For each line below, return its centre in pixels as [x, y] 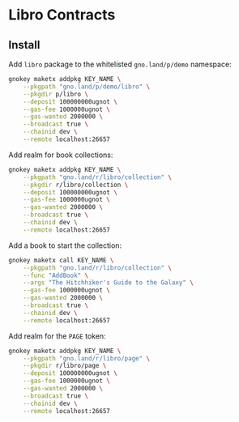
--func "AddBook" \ [56, 275]
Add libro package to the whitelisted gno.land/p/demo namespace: [120, 64]
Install [24, 45]
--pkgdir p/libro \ [56, 94]
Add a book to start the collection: [65, 245]
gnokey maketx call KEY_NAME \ [61, 260]
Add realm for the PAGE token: [58, 336]
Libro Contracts [62, 15]
